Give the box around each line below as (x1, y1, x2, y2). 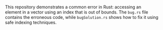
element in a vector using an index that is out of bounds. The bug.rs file (5, 9, 148, 15)
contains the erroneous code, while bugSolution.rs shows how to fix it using (5, 15, 159, 20)
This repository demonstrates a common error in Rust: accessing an (5, 4, 142, 10)
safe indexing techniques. (5, 19, 57, 25)
